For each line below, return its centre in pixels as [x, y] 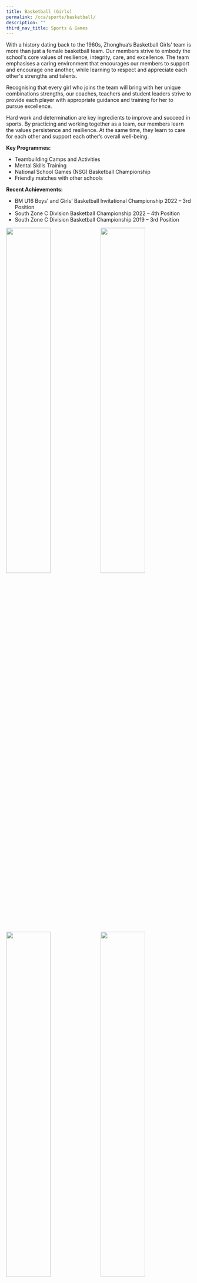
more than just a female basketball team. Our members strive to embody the [98, 51]
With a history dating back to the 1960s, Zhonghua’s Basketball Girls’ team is [98, 45]
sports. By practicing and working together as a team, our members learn [95, 124]
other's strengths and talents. [42, 76]
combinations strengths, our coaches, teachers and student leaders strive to [99, 94]
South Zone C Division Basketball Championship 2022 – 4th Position [97, 213]
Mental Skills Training [41, 166]
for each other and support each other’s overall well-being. [77, 137]
